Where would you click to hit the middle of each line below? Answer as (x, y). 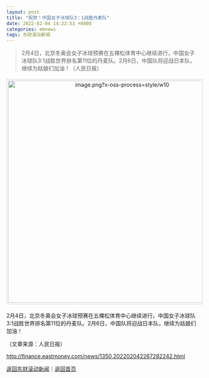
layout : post (23, 12)
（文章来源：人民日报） (36, 344)
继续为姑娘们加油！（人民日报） (62, 69)
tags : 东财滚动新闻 (28, 35)
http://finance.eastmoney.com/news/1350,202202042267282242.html (96, 357)
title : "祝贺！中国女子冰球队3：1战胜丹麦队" (58, 18)
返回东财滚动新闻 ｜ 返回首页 (41, 369)
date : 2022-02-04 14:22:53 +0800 (49, 23)
